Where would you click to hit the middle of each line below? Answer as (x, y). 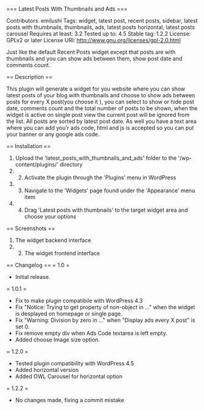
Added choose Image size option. (57, 340)
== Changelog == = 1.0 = (38, 265)
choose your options (50, 216)
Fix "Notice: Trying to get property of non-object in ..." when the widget (105, 307)
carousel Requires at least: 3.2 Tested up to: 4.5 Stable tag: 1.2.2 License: (99, 34)
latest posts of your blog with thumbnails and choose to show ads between (101, 95)
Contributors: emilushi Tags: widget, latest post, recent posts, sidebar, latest (102, 20)
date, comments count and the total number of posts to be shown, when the (102, 108)
